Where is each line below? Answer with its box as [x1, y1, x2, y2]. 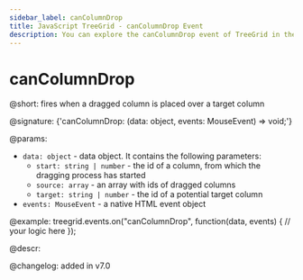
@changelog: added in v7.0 [9, 260, 111, 271]
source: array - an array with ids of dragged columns [35, 179, 236, 190]
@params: [9, 133, 48, 144]
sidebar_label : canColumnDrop [9, 13, 124, 23]
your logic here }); [9, 226, 77, 237]
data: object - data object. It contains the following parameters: [22, 150, 262, 162]
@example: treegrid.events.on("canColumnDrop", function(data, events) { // [9, 216, 291, 227]
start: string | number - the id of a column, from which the [35, 160, 262, 171]
